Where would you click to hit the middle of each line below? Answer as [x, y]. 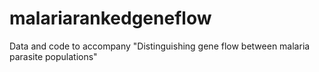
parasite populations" [53, 56]
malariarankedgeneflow [110, 18]
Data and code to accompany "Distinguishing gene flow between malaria [160, 46]
